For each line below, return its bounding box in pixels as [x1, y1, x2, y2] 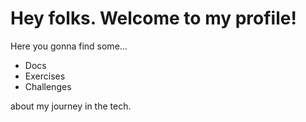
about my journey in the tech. [10, 100, 132, 112]
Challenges [24, 80, 72, 92]
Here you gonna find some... [10, 40, 128, 52]
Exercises [24, 70, 66, 82]
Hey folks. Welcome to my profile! [10, 7, 297, 30]
